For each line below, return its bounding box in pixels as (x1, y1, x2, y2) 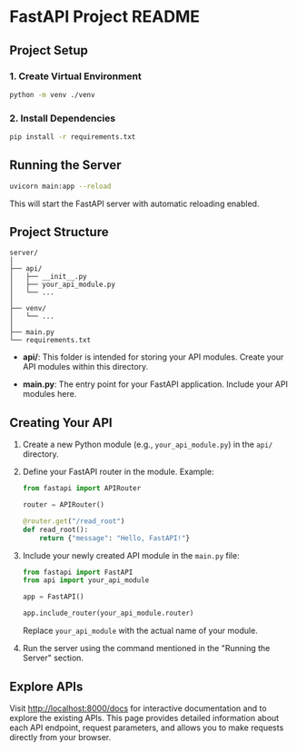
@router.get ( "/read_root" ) (22, 516, 125, 526)
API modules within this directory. (22, 361, 149, 372)
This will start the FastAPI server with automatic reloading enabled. (9, 198, 260, 209)
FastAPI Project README (9, 6, 200, 27)
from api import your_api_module (22, 576, 150, 585)
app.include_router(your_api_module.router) (22, 609, 194, 618)
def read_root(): (22, 525, 89, 534)
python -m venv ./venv (9, 90, 95, 99)
